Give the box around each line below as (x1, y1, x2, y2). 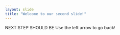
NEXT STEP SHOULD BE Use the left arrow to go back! (5, 24, 116, 30)
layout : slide (5, 7, 34, 12)
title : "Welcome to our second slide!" (5, 12, 87, 16)
